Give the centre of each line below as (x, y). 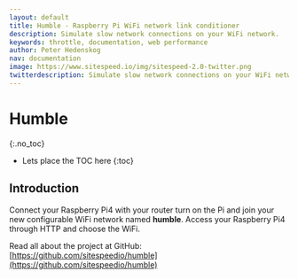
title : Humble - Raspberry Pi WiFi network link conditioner (125, 26)
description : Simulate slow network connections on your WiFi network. (144, 34)
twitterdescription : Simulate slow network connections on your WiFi (141, 75)
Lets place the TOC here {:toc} (78, 160)
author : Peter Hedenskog (55, 50)
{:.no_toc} (27, 143)
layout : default (39, 17)
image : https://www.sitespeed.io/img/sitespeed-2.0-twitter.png (130, 67)
